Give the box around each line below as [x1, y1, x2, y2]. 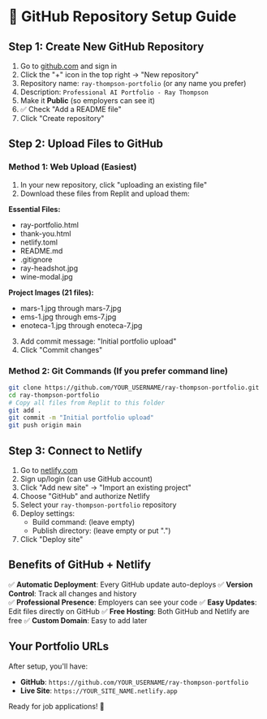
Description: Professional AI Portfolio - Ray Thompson [19, 87, 209, 97]
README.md [19, 245, 63, 255]
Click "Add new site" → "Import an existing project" [19, 483, 192, 492]
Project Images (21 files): [8, 288, 94, 297]
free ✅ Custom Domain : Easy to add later [8, 615, 148, 625]
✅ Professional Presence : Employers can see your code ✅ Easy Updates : [8, 597, 257, 607]
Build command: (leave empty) [32, 518, 136, 527]
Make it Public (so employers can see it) [19, 96, 156, 105]
